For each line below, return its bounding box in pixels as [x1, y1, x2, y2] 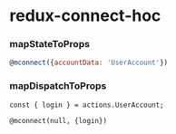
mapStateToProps [9, 38, 91, 51]
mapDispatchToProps [9, 80, 107, 92]
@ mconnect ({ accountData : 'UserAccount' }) [9, 58, 169, 68]
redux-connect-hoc [9, 5, 161, 26]
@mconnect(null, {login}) [9, 116, 107, 125]
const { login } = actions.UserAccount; [9, 100, 165, 110]
